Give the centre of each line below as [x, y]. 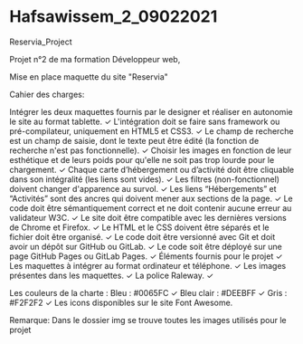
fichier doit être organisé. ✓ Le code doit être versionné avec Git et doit [142, 236]
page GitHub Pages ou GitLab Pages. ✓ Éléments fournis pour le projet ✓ [146, 256]
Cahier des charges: [47, 94]
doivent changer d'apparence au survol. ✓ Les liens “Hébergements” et [143, 188]
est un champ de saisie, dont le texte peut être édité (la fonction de [134, 140]
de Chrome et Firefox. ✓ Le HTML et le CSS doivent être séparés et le [139, 227]
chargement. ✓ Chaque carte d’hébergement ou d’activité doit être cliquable [152, 169]
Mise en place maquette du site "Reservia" [89, 76]
